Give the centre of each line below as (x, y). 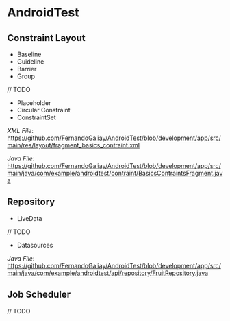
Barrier (27, 69)
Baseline (29, 54)
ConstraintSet (36, 117)
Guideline (30, 62)
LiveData (29, 218)
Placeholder (34, 103)
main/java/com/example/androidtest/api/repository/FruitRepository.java (108, 273)
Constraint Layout (46, 38)
